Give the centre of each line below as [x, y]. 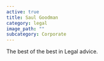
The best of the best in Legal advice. [52, 51]
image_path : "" [26, 29]
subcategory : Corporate [36, 34]
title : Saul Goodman [33, 18]
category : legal [27, 23]
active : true [23, 12]
